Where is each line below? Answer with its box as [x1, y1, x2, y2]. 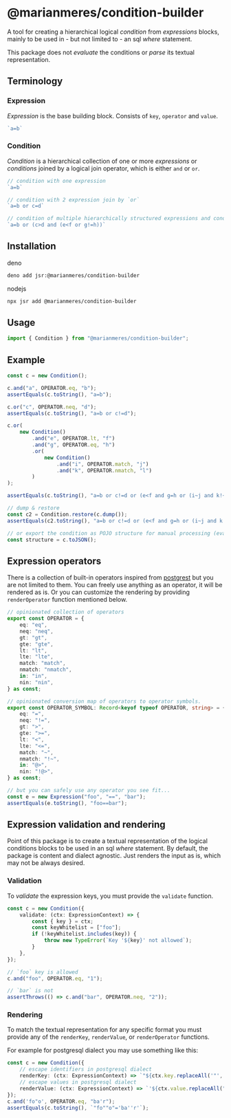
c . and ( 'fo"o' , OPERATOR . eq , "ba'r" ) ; [7, 1098, 115, 1105]
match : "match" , [19, 660, 67, 667]
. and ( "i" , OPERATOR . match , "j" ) [56, 461, 149, 468]
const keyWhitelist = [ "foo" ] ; [32, 924, 122, 931]
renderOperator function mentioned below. [7, 595, 128, 604]
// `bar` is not [7, 987, 54, 994]
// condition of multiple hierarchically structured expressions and [7, 215, 211, 222]
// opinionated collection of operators [7, 609, 125, 616]
